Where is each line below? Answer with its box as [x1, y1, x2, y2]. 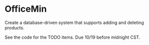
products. [4, 24, 24, 30]
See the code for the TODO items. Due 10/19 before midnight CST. [4, 34, 141, 40]
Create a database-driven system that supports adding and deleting [4, 20, 144, 25]
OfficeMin [4, 3, 47, 15]
